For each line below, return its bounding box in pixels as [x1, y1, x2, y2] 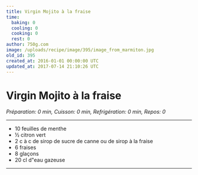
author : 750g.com [6, 42, 49, 48]
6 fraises [14, 144, 37, 151]
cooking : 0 [11, 31, 38, 37]
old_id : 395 [6, 52, 35, 58]
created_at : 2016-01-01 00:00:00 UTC [6, 58, 99, 64]
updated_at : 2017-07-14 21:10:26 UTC [6, 63, 99, 70]
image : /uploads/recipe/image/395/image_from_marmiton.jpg [6, 47, 154, 53]
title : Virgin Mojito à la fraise [6, 8, 91, 15]
